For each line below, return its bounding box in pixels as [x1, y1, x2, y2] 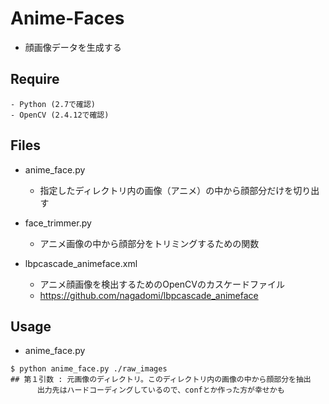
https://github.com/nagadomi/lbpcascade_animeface [39, 289, 259, 301]
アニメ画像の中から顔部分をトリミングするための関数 [39, 237, 260, 249]
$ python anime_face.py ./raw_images [10, 364, 168, 374]
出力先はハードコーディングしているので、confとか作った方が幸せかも [36, 385, 285, 396]
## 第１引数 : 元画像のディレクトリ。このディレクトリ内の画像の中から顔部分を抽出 [10, 375, 312, 385]
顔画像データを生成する [24, 41, 122, 53]
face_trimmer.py [24, 217, 92, 229]
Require [10, 71, 60, 88]
